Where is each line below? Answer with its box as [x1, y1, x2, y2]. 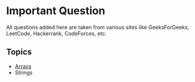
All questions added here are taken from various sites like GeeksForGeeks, [6, 24, 190, 31]
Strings [14, 69, 33, 76]
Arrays [14, 63, 32, 70]
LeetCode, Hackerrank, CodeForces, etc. [6, 29, 107, 37]
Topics [6, 47, 32, 57]
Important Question [6, 4, 106, 18]
